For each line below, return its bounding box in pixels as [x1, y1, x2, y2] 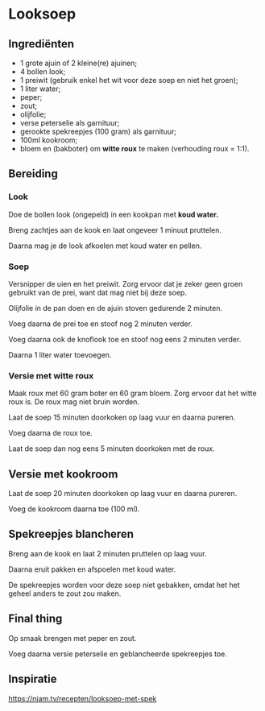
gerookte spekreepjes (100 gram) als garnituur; [19, 126, 177, 136]
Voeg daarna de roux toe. [8, 428, 93, 438]
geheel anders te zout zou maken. [8, 589, 122, 598]
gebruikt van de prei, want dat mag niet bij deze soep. [8, 287, 188, 297]
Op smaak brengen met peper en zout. [8, 633, 137, 643]
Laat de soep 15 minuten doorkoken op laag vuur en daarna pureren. [8, 412, 236, 423]
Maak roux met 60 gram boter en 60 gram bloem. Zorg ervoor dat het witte [8, 388, 257, 399]
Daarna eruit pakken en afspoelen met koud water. [8, 564, 176, 574]
